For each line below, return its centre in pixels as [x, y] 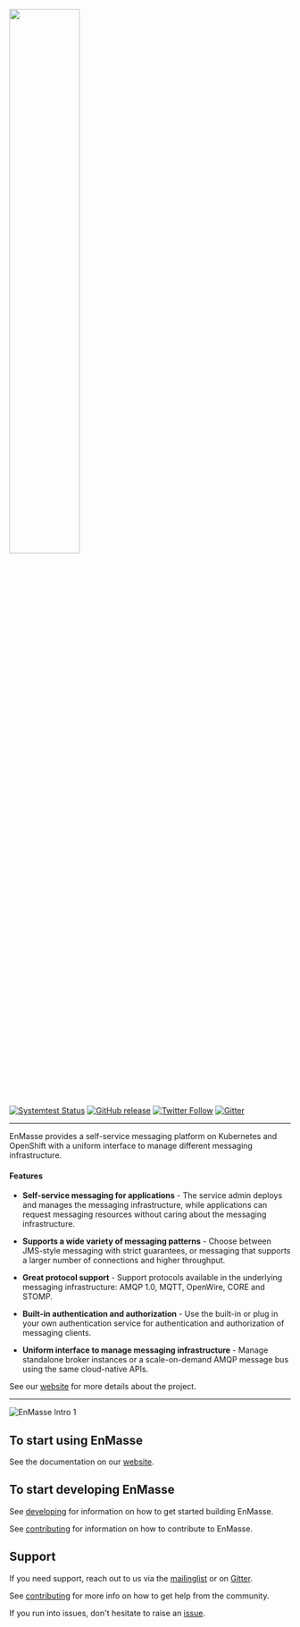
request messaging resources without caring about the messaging [144, 1214]
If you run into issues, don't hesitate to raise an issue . [108, 1613]
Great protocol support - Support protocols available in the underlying [152, 1278]
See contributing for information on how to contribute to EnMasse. [131, 1529]
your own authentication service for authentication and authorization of [153, 1323]
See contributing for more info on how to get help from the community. [139, 1596]
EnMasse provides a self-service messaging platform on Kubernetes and [143, 1136]
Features [26, 1176]
